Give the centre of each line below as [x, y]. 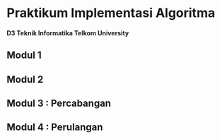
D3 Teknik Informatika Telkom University [68, 33]
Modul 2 [25, 79]
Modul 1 [24, 56]
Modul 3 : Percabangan [59, 103]
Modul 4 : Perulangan [55, 128]
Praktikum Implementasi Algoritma [111, 13]
